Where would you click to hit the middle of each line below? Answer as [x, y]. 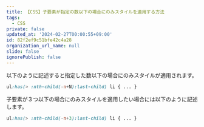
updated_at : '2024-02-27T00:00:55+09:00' [59, 35]
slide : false [23, 52]
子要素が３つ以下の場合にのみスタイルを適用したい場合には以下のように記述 [102, 99]
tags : [13, 18]
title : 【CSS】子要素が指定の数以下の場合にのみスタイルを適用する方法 [86, 12]
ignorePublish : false [34, 57]
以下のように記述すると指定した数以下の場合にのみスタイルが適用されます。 [102, 75]
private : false [25, 29]
